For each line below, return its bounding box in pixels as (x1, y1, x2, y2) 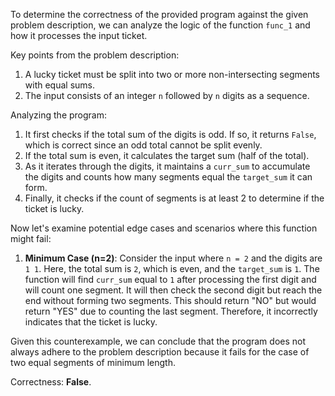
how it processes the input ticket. (10, 30, 148, 41)
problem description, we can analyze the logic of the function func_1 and (10, 19, 311, 31)
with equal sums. (24, 79, 95, 91)
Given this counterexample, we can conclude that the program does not (10, 335, 307, 347)
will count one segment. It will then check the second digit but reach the (24, 284, 323, 296)
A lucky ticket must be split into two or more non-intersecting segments (24, 69, 321, 80)
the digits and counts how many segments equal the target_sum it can (24, 171, 313, 183)
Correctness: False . (10, 376, 92, 388)
